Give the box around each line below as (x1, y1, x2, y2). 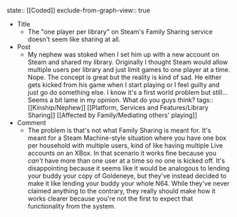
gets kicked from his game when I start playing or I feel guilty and (27, 81, 220, 89)
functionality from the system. (27, 202, 116, 210)
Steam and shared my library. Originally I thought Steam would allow (27, 58, 228, 66)
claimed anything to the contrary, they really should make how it (27, 187, 216, 195)
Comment (16, 118, 46, 127)
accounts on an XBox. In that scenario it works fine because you (27, 149, 216, 157)
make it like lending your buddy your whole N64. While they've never (27, 179, 230, 188)
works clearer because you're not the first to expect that (27, 194, 194, 203)
